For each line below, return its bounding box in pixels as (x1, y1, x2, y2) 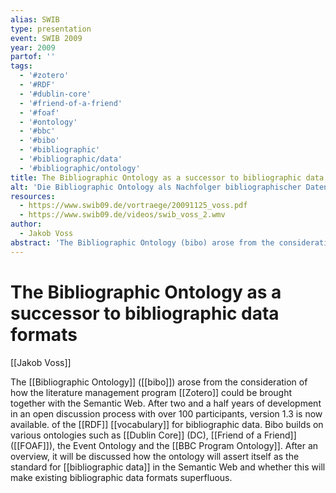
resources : (10, 191, 56, 201)
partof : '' (10, 52, 56, 62)
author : (10, 219, 43, 230)
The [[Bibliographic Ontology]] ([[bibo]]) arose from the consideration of (10, 376, 308, 388)
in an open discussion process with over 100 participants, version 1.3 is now (10, 407, 323, 420)
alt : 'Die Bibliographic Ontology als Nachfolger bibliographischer (10, 182, 302, 192)
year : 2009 (10, 42, 56, 53)
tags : (10, 61, 33, 71)
